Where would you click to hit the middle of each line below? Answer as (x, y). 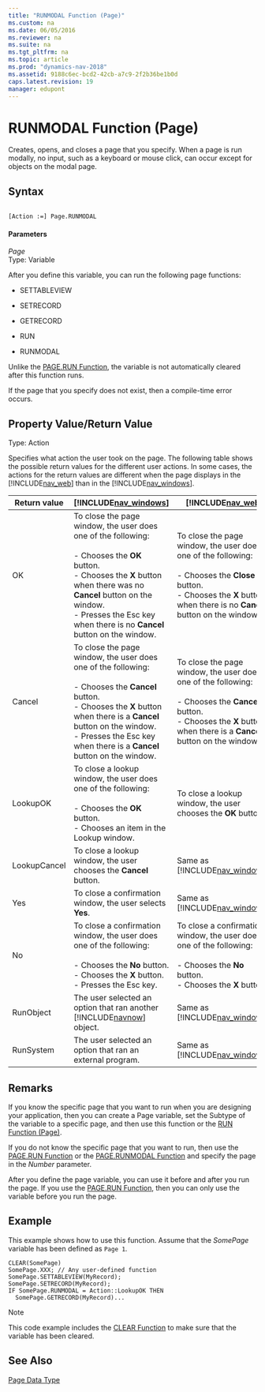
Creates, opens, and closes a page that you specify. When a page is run (125, 150)
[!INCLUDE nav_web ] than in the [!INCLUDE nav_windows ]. (101, 483)
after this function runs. (46, 375)
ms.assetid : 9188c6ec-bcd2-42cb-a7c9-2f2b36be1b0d (93, 74)
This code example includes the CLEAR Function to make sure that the (122, 1327)
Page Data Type (34, 1379)
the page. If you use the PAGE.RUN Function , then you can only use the (124, 1188)
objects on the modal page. (52, 167)
